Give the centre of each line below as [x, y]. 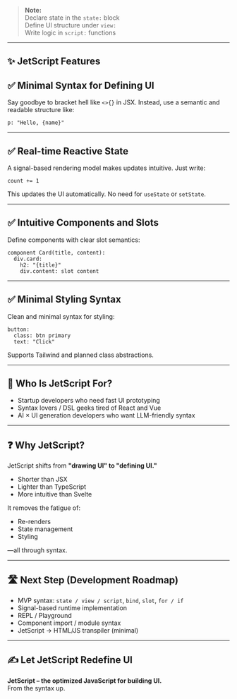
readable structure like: [41, 110]
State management [45, 529]
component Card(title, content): [56, 253]
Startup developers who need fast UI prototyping [89, 401]
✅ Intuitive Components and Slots [83, 223]
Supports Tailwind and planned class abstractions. [80, 355]
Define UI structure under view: [70, 25]
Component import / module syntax [69, 623]
